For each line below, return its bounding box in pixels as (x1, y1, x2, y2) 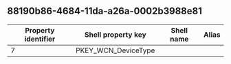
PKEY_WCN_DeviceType (75, 46, 155, 55)
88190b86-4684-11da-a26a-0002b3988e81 (7, 5, 203, 17)
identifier (24, 34, 56, 44)
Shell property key (84, 30, 146, 39)
